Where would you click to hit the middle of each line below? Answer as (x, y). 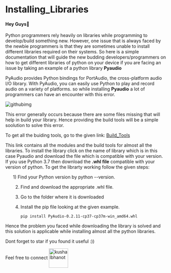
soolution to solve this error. (35, 125)
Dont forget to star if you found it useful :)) (50, 241)
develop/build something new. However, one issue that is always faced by (83, 41)
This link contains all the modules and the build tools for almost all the (79, 145)
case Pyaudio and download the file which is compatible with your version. (84, 156)
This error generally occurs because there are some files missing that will (83, 115)
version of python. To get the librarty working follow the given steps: (78, 167)
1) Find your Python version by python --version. (64, 177)
